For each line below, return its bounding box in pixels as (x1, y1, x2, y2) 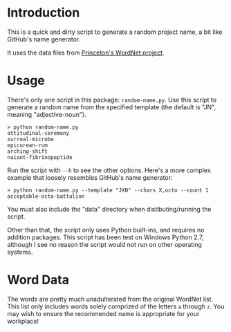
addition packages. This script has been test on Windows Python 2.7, (7, 233, 204, 241)
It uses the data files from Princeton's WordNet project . (7, 48, 165, 57)
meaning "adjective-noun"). (7, 110, 86, 118)
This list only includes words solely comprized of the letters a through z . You (7, 302, 225, 311)
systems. (7, 248, 33, 256)
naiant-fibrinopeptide (7, 154, 73, 160)
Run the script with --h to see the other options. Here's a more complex (7, 166, 211, 174)
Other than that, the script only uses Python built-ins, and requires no (7, 225, 205, 234)
